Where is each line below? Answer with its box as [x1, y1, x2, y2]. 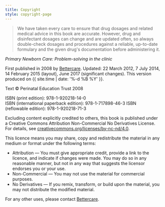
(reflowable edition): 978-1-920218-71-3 [5, 105, 87, 111]
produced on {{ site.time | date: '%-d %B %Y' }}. [5, 76, 104, 82]
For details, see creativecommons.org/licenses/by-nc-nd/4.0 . [5, 125, 130, 131]
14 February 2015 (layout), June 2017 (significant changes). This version [5, 70, 152, 76]
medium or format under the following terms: [5, 140, 96, 146]
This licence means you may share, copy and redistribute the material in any [5, 135, 160, 141]
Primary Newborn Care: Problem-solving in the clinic [5, 56, 112, 62]
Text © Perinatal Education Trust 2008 [5, 85, 84, 91]
